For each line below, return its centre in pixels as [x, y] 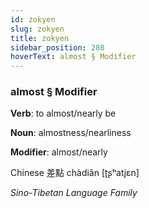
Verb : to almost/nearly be [63, 113]
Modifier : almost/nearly [59, 152]
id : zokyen [33, 19]
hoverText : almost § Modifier [73, 57]
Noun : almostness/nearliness [71, 133]
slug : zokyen [37, 29]
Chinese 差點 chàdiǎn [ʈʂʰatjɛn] [75, 173]
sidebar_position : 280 [57, 47]
